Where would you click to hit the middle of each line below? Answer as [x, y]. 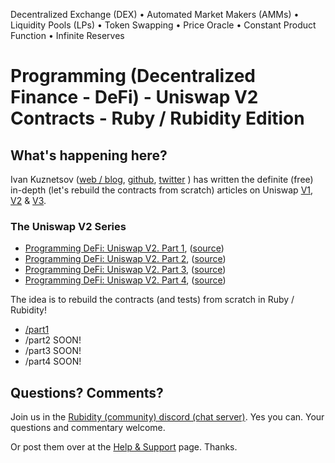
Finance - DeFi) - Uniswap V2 [134, 97]
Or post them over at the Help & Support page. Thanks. [124, 447]
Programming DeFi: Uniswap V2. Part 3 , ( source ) [125, 270]
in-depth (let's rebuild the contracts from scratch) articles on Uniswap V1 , [162, 190]
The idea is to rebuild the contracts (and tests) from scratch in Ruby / [152, 300]
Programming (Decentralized [133, 76]
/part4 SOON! [53, 361]
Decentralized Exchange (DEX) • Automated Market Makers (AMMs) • [155, 14]
